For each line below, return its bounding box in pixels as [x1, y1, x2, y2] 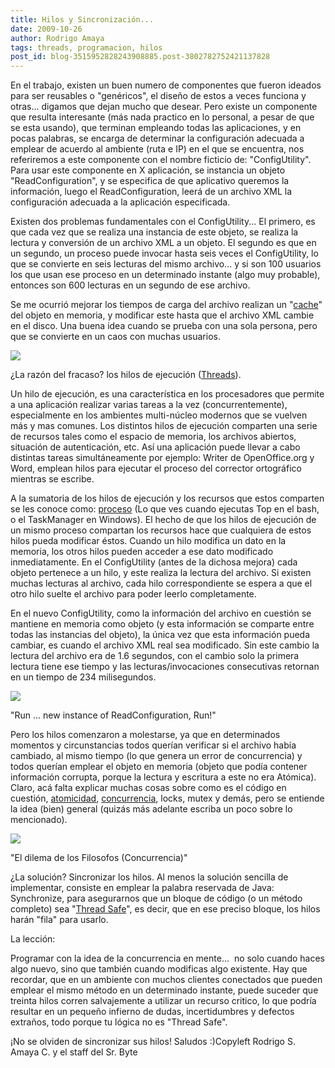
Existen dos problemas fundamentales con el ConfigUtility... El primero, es [10, 216, 316, 228]
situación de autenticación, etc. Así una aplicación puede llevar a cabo [10, 441, 301, 453]
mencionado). [10, 814, 68, 826]
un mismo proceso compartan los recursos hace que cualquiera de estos [10, 524, 312, 536]
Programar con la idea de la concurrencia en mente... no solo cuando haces [10, 952, 325, 965]
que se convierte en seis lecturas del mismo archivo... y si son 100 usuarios [10, 258, 322, 270]
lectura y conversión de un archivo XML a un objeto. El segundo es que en [10, 237, 317, 249]
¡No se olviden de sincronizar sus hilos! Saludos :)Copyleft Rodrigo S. [10, 1036, 296, 1048]
